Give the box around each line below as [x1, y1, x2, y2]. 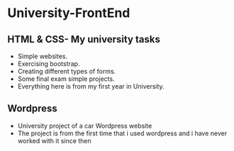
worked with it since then [17, 136, 91, 145]
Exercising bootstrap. [17, 60, 80, 68]
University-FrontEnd [7, 5, 130, 21]
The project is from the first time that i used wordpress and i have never [17, 129, 228, 138]
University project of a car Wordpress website [17, 121, 152, 130]
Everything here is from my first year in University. [17, 82, 165, 90]
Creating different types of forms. [17, 67, 116, 75]
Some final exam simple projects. [17, 74, 115, 83]
